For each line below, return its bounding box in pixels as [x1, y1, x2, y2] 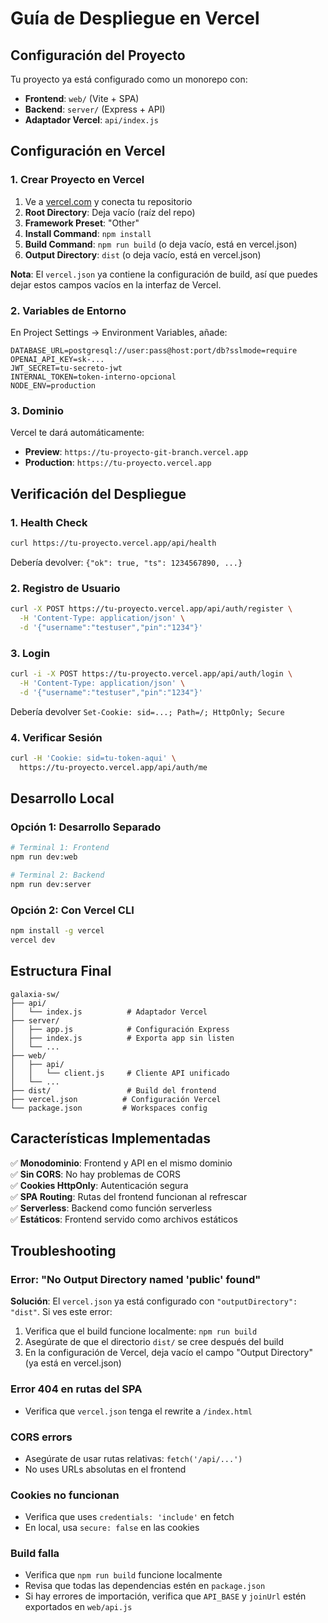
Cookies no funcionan [10, 1488, 120, 1502]
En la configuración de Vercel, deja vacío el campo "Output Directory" [24, 1347, 313, 1359]
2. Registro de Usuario [10, 581, 121, 595]
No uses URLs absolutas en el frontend [24, 1463, 187, 1475]
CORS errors [10, 1430, 73, 1444]
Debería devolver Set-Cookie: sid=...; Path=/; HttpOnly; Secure [10, 705, 285, 717]
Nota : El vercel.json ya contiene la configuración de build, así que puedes [10, 268, 318, 280]
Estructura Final [10, 963, 112, 980]
